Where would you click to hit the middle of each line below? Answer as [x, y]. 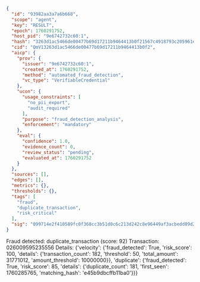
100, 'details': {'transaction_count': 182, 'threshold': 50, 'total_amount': [92, 253]
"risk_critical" [37, 213]
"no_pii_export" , [49, 102]
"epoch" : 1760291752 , [38, 31]
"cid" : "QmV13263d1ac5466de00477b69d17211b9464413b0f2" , [84, 48]
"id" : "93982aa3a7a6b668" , [45, 14]
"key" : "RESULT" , [33, 25]
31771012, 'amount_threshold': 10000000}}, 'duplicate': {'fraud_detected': [96, 260]
